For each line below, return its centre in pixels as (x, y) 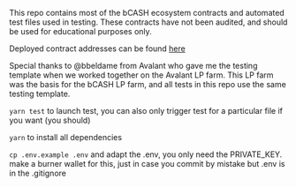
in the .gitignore (38, 173)
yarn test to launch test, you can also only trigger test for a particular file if (146, 111)
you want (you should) (50, 120)
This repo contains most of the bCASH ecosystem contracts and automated (147, 13)
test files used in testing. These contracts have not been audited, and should (148, 22)
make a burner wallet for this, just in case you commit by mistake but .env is (147, 164)
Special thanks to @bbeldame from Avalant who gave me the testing (133, 66)
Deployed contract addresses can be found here (97, 49)
